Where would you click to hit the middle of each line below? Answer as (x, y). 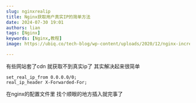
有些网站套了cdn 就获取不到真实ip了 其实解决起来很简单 (73, 66)
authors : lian (23, 28)
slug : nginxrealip (28, 11)
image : (14, 44)
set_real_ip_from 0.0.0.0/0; (41, 77)
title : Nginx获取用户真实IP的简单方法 (48, 17)
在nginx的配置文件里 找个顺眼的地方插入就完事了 (65, 94)
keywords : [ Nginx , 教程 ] (34, 38)
